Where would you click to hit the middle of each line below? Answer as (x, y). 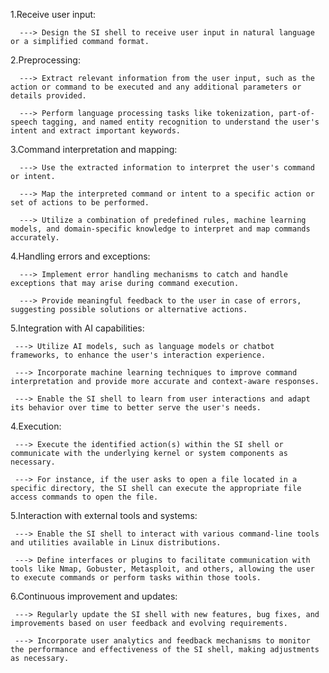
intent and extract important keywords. (96, 131)
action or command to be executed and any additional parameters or (156, 87)
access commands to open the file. (84, 497)
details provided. (48, 96)
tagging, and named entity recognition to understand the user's (180, 122)
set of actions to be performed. (80, 203)
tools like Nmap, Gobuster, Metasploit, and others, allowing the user (162, 569)
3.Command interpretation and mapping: (94, 149)
